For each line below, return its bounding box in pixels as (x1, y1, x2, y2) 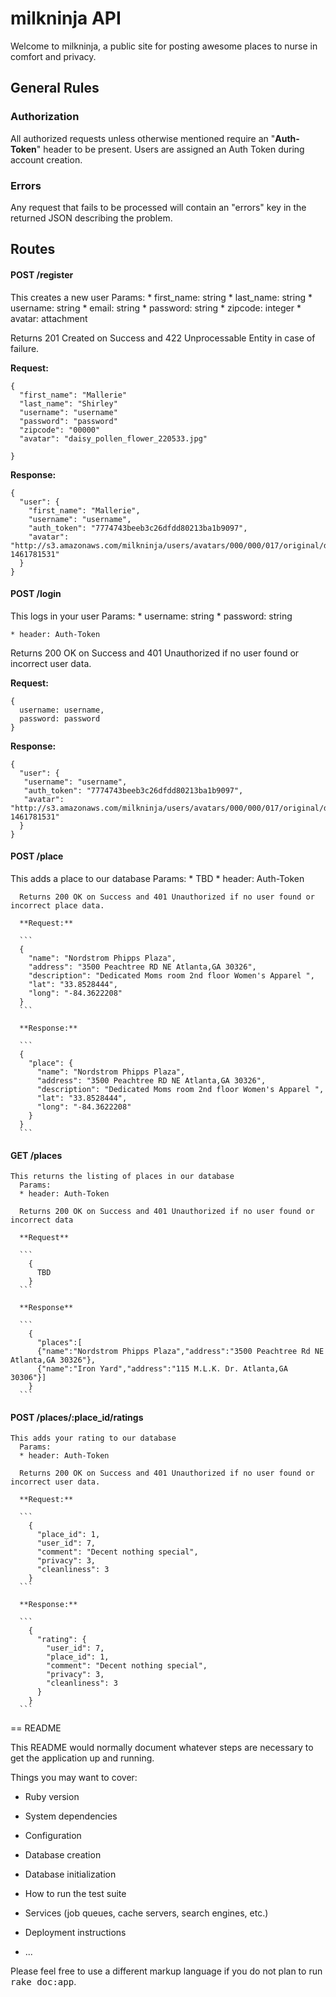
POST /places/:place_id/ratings (10, 1411, 144, 1423)
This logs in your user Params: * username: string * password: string (10, 610, 293, 622)
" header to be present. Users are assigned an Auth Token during (36, 143, 305, 155)
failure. (10, 342, 40, 354)
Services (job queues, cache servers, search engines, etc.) (24, 1907, 269, 1919)
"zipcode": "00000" (19, 425, 101, 435)
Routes (10, 241, 56, 258)
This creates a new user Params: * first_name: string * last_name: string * (10, 291, 313, 303)
